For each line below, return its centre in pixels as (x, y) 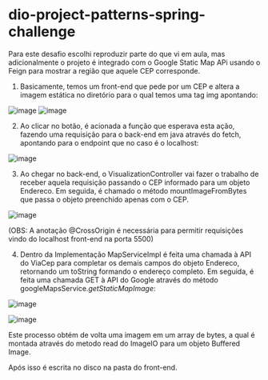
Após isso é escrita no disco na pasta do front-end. (93, 367)
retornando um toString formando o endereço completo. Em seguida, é (137, 271)
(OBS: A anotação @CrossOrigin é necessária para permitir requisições (126, 230)
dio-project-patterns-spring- (107, 15)
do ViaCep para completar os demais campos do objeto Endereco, (130, 262)
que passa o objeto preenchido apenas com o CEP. (104, 199)
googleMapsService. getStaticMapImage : (88, 288)
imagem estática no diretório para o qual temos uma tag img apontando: (139, 94)
